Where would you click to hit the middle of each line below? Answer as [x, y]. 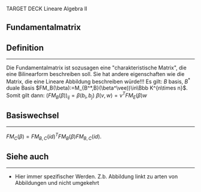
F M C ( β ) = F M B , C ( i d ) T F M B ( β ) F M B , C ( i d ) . [54, 136]
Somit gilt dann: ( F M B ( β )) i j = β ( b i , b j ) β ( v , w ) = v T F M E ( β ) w [77, 95]
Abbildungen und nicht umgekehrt [57, 183]
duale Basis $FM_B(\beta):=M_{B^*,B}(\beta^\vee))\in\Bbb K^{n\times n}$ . [97, 88]
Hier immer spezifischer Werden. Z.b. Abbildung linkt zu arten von [96, 176]
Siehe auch [28, 156]
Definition [25, 48]
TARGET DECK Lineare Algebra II [47, 9]
